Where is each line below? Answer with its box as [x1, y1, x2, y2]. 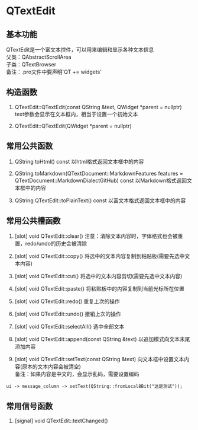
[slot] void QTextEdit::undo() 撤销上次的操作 [14, 310, 121, 318]
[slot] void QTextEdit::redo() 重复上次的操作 [14, 298, 120, 305]
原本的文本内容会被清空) [21, 363, 82, 370]
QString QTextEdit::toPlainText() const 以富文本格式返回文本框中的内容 [14, 197, 186, 204]
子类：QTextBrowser [6, 61, 57, 68]
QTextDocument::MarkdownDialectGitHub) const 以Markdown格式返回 [14, 177, 187, 184]
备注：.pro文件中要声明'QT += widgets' [6, 68, 102, 75]
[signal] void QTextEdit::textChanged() [14, 417, 108, 425]
